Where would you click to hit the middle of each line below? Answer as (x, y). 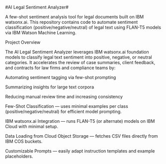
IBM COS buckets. (24, 141)
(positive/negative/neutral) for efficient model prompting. (63, 112)
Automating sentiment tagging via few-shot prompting (61, 77)
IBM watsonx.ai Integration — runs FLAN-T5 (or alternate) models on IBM (80, 121)
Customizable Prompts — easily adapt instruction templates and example (80, 151)
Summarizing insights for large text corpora (50, 87)
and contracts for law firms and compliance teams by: (60, 68)
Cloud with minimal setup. (32, 126)
